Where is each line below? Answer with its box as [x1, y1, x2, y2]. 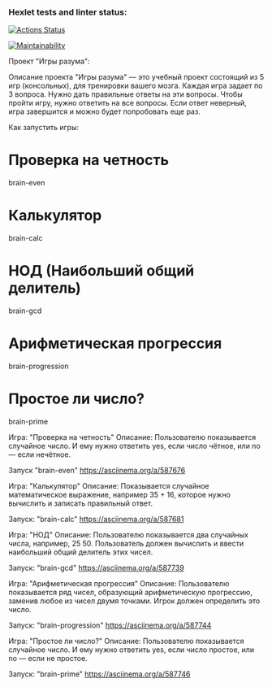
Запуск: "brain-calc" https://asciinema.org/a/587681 [8, 514, 184, 524]
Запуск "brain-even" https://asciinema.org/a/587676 [8, 465, 186, 475]
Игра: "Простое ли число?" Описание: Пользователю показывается [8, 636, 244, 646]
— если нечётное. [8, 450, 71, 459]
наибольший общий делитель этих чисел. [8, 547, 153, 557]
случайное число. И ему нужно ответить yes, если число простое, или [8, 645, 254, 654]
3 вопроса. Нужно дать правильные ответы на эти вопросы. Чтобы [8, 89, 243, 99]
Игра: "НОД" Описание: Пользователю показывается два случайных [8, 529, 249, 539]
